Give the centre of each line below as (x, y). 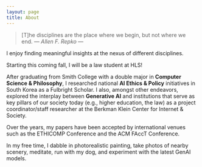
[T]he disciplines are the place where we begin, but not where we (103, 35)
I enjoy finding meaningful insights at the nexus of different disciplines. (95, 53)
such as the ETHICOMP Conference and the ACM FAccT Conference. (93, 134)
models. (16, 158)
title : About (23, 18)
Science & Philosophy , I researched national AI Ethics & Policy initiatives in (101, 83)
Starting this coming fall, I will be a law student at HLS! (75, 65)
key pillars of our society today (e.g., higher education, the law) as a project (101, 102)
